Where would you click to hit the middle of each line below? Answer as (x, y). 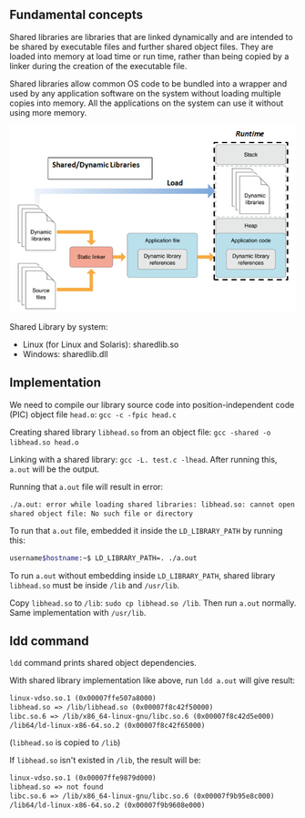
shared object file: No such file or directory (102, 514)
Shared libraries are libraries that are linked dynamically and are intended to (151, 36)
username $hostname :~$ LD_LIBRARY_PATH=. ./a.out (103, 558)
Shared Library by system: (59, 326)
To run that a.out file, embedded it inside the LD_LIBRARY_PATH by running (146, 530)
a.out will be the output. (55, 469)
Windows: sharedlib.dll (65, 353)
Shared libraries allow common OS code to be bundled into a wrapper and (148, 83)
